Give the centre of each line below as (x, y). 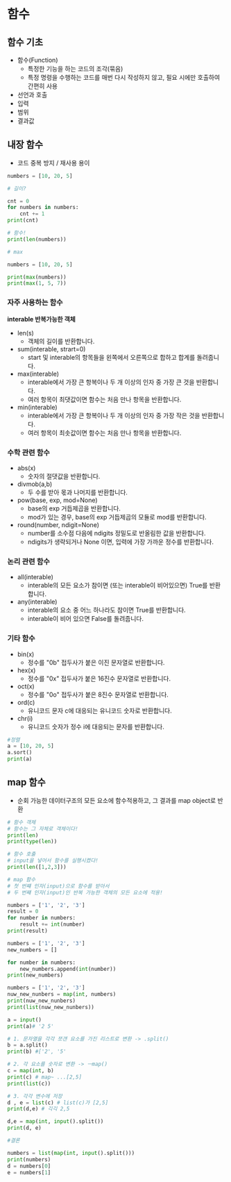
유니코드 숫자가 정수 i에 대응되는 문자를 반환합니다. (96, 726)
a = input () (24, 1019)
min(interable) (37, 407)
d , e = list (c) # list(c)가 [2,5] (58, 1102)
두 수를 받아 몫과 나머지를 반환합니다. (78, 492)
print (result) (28, 931)
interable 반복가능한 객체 (42, 319)
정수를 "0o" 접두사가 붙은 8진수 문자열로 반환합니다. (98, 694)
